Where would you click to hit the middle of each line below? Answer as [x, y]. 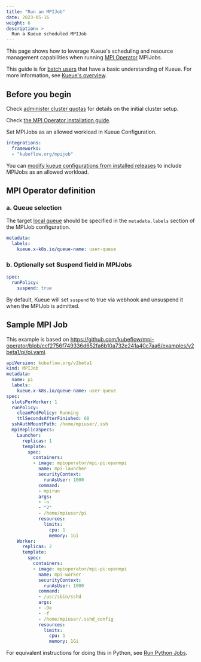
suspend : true [34, 288]
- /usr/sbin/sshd [60, 597]
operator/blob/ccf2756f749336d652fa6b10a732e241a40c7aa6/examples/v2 [100, 346]
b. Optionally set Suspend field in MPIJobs [69, 264]
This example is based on [38, 339]
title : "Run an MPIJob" [36, 12]
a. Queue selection [34, 207]
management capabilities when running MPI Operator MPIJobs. [84, 58]
